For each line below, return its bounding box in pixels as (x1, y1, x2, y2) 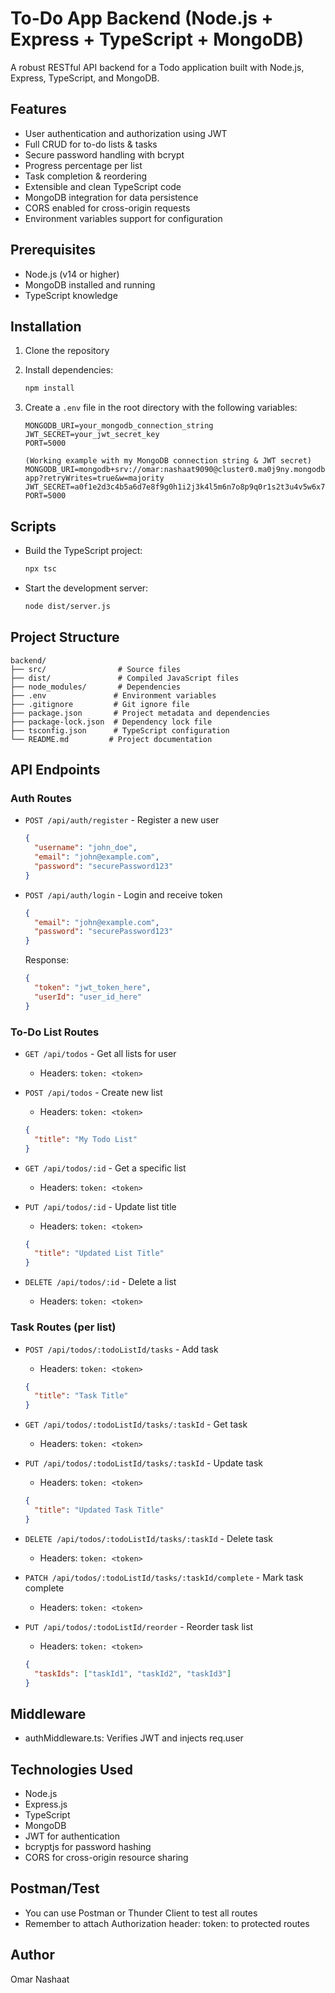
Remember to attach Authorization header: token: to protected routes (24, 1917, 310, 1929)
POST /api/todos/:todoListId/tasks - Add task (24, 1343, 219, 1355)
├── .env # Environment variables (10, 690, 217, 701)
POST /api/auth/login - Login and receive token (24, 888, 223, 901)
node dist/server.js (24, 601, 111, 611)
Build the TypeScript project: (24, 545, 143, 557)
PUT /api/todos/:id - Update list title (24, 1200, 177, 1212)
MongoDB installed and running (24, 278, 156, 291)
